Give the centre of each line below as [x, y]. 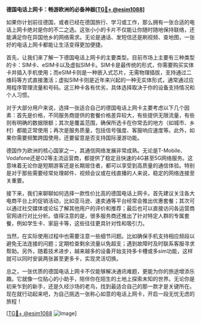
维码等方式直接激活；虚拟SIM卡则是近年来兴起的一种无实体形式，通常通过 [98, 80]
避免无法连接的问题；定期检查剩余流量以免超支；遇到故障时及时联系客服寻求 [100, 243]
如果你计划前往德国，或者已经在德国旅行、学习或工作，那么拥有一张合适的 [98, 22]
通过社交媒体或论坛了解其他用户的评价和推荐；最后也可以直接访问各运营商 [103, 208]
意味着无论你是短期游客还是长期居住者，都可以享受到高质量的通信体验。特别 [100, 165]
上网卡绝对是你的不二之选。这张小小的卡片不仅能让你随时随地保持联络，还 [103, 30]
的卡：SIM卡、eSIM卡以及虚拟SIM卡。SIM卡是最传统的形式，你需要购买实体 [100, 65]
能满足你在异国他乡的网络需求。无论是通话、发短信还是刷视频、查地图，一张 [100, 37]
